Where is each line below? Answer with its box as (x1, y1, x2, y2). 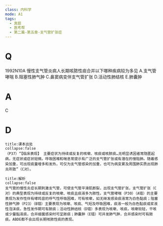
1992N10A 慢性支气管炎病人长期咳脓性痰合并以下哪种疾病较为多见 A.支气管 (5, 68, 157, 73)
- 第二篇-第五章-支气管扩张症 (9, 30, 62, 35)
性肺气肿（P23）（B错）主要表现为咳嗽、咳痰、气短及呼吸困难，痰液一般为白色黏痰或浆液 (5, 201, 158, 206)
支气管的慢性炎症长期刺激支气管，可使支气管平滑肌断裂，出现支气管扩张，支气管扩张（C (5, 185, 157, 191)
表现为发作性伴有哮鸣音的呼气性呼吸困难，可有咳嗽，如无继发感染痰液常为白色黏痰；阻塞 (5, 196, 158, 201)
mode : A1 (5, 12, 23, 17)
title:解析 (5, 176, 26, 181)
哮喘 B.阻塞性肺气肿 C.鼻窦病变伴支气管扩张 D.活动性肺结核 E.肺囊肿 (5, 74, 142, 80)
